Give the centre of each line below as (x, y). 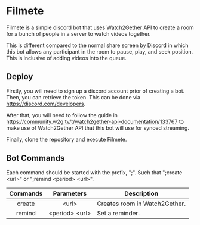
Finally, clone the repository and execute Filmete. (67, 139)
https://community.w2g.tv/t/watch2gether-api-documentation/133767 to (95, 121)
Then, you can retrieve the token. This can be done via (73, 97)
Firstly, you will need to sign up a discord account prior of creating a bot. (96, 91)
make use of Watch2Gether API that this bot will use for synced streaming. (98, 128)
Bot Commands (36, 158)
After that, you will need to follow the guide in (62, 115)
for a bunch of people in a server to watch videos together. (79, 33)
